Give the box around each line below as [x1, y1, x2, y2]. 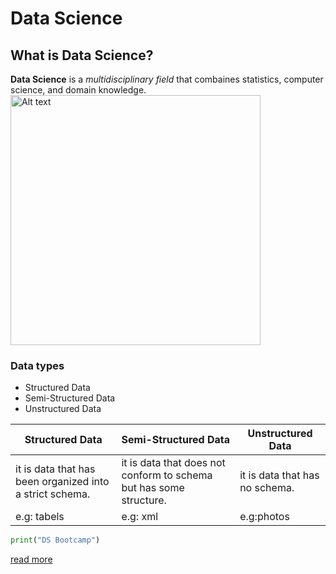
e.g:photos [239, 510, 290, 524]
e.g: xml [121, 510, 159, 524]
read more [10, 553, 53, 566]
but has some [121, 481, 185, 495]
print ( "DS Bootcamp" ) [10, 535, 101, 546]
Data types [10, 358, 65, 372]
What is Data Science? [10, 47, 154, 64]
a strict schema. [15, 487, 91, 501]
